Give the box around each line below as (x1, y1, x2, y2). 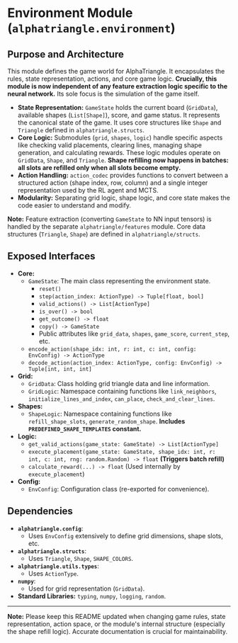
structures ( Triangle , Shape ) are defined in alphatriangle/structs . (7, 230, 200, 238)
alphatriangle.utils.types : (17, 562, 99, 570)
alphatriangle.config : (17, 524, 84, 533)
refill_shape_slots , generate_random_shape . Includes (28, 416, 186, 426)
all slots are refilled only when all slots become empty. (17, 164, 181, 171)
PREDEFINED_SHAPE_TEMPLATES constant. (28, 424, 142, 433)
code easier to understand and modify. (17, 201, 131, 210)
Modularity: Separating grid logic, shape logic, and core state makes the (17, 193, 230, 202)
